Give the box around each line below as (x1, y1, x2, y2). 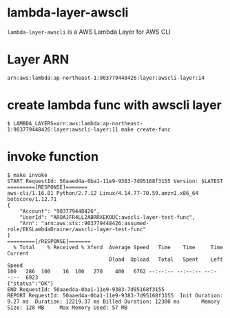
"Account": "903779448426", (19, 208, 100, 215)
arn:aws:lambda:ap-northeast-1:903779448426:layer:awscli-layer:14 (7, 74, 205, 81)
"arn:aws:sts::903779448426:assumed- (41, 220, 149, 226)
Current (7, 250, 30, 257)
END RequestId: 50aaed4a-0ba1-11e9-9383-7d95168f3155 (7, 286, 165, 293)
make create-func (121, 126, 171, 133)
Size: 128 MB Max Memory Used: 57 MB (7, 304, 128, 311)
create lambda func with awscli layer (7, 98, 222, 113)
